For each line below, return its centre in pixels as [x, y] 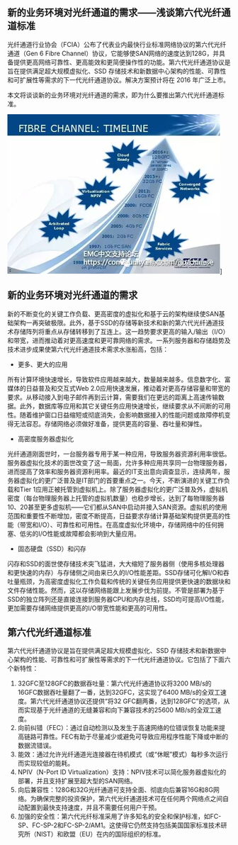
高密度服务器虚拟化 [46, 439]
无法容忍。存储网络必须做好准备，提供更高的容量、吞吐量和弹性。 [109, 423]
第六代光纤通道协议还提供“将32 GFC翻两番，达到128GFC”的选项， [127, 701]
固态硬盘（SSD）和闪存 [52, 549]
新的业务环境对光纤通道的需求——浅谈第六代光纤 [114, 13]
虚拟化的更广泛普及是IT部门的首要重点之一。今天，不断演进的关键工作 [122, 480]
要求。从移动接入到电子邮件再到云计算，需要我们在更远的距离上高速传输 [113, 397]
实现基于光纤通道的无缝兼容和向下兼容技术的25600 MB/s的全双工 [120, 710]
